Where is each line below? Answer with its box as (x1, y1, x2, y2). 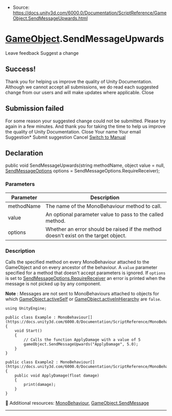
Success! (5, 65, 36, 74)
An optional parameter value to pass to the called (45, 211, 164, 218)
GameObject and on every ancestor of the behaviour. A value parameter (5, 264, 158, 270)
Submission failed (5, 104, 64, 113)
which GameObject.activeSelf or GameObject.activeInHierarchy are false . (5, 296, 162, 302)
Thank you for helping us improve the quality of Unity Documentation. (5, 78, 153, 84)
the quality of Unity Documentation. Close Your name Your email (5, 128, 141, 135)
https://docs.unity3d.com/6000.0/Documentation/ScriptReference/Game (12, 10, 167, 16)
